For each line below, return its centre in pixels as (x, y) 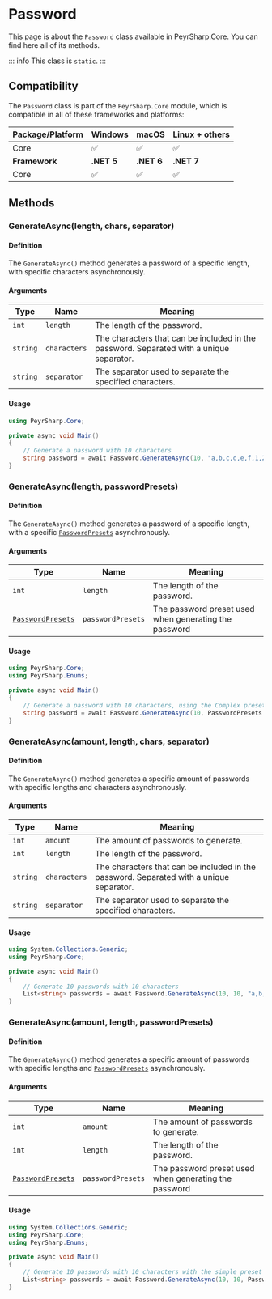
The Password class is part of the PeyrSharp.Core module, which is (118, 105)
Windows (110, 134)
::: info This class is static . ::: (57, 61)
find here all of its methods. (54, 45)
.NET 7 (186, 161)
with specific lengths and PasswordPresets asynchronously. (107, 1068)
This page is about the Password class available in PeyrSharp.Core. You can (133, 36)
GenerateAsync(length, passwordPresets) (93, 486)
